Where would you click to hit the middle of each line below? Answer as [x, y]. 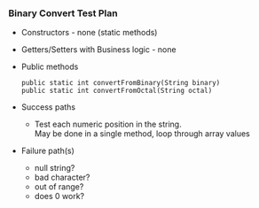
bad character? [62, 177]
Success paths [48, 107]
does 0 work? [59, 196]
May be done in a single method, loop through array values [142, 134]
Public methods [50, 67]
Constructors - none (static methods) [89, 33]
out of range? [59, 187]
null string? [55, 168]
